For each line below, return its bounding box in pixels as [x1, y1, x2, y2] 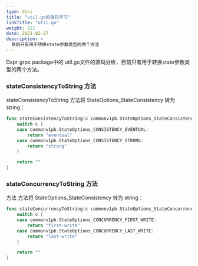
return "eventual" [27, 132, 72, 138]
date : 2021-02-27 [6, 31, 49, 37]
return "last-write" [27, 234, 78, 239]
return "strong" [27, 143, 67, 149]
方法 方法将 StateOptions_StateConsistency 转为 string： [6, 194, 144, 201]
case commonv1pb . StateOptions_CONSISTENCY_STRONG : [16, 137, 144, 143]
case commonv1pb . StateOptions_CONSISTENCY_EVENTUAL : [16, 126, 149, 133]
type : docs [6, 8, 33, 15]
